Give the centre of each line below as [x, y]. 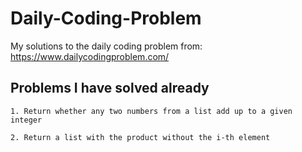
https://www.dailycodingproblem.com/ [90, 56]
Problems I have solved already [110, 88]
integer [26, 120]
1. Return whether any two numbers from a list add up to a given [151, 111]
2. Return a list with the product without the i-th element [140, 137]
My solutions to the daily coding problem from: [106, 46]
